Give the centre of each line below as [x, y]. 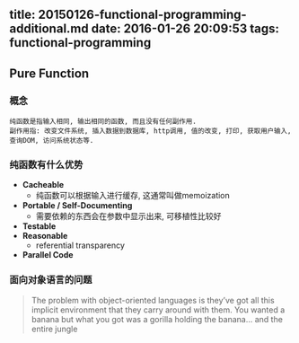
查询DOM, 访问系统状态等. [52, 141]
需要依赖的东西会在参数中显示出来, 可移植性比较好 [128, 216]
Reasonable [45, 236]
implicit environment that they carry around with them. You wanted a [158, 310]
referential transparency [80, 245]
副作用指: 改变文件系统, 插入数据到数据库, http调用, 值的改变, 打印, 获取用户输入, [150, 131]
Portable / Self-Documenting [77, 206]
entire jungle [54, 329]
